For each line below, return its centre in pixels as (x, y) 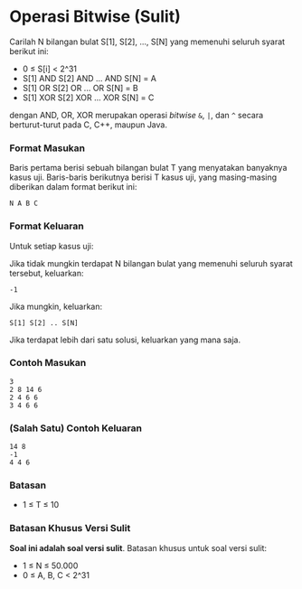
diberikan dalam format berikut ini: (73, 187)
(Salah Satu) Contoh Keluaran (76, 428)
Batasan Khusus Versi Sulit (70, 528)
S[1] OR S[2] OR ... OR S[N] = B (80, 88)
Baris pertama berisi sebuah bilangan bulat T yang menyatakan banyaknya (148, 168)
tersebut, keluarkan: (47, 273)
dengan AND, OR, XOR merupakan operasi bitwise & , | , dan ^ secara (137, 115)
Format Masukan (47, 148)
